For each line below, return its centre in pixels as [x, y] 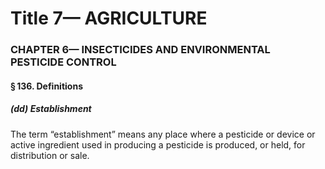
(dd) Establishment [51, 109]
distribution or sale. [50, 155]
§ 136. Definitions [46, 86]
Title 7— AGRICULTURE [109, 18]
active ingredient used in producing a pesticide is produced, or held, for [158, 144]
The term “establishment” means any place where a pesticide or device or [163, 134]
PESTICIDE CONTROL [63, 62]
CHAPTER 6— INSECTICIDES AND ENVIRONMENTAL [140, 50]
